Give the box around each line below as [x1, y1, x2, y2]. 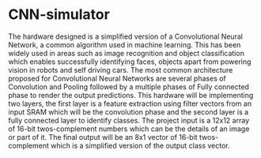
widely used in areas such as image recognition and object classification [8, 48, 245, 58]
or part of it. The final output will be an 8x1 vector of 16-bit [8, 132, 198, 141]
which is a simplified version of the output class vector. [50, 141, 230, 150]
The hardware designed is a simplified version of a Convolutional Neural [8, 32, 244, 41]
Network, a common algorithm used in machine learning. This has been [8, 39, 241, 49]
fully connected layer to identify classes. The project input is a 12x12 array [8, 115, 250, 125]
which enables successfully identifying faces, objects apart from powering [8, 57, 252, 66]
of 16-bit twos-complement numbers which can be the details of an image [8, 124, 250, 134]
